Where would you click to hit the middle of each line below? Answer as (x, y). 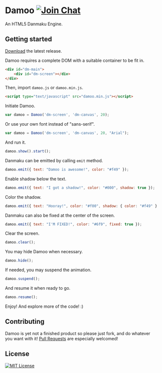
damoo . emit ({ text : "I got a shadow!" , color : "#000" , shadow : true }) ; (80, 187)
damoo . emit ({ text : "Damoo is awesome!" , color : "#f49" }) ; (67, 169)
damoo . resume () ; (21, 297)
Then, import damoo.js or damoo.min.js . (44, 88)
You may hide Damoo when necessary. (44, 252)
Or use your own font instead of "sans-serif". (50, 124)
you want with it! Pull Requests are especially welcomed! (62, 338)
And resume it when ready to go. (38, 288)
